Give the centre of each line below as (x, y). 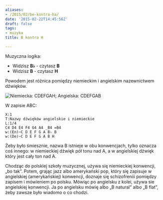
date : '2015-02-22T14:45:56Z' (37, 19)
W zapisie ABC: (21, 105)
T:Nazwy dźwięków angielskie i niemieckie (50, 119)
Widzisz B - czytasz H (35, 71)
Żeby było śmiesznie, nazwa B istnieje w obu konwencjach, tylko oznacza (81, 146)
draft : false (19, 24)
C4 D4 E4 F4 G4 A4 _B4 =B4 (33, 128)
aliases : (14, 10)
